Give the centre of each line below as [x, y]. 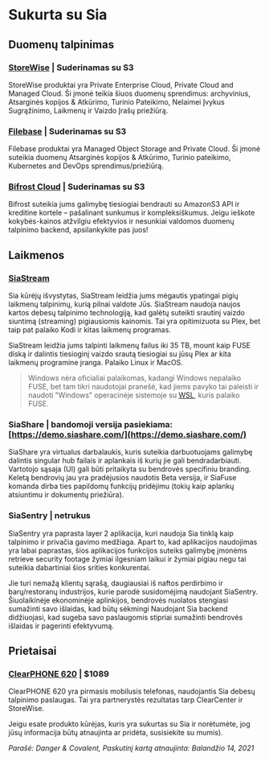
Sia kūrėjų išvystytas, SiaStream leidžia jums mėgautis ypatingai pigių [123, 296]
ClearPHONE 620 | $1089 [59, 674]
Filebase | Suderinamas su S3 [67, 131]
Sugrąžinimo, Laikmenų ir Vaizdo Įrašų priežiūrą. [88, 110]
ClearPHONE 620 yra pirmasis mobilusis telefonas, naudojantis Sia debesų [132, 691]
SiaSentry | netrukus [49, 516]
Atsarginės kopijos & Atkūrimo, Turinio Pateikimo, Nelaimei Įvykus [116, 101]
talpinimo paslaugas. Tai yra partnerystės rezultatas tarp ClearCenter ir [126, 700]
